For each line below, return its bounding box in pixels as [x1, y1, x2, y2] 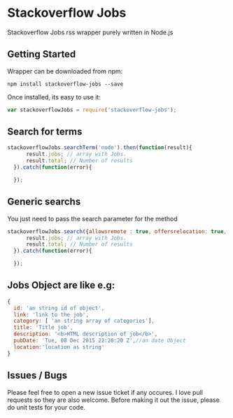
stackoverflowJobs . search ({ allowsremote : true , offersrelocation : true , [7, 228, 227, 235]
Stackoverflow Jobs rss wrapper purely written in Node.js [7, 28, 174, 36]
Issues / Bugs [7, 370, 68, 382]
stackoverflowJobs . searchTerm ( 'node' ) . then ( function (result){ [7, 144, 192, 151]
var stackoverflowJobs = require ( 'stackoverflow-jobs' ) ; [7, 106, 177, 113]
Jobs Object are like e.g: [7, 279, 115, 291]
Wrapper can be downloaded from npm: [7, 67, 123, 75]
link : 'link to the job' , [13, 311, 90, 318]
